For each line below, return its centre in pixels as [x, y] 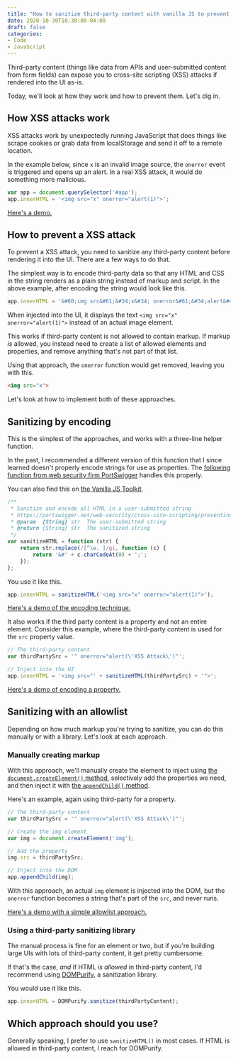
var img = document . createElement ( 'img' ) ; [71, 838]
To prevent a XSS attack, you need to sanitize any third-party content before [119, 252]
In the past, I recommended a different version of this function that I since [115, 460]
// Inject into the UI [41, 669]
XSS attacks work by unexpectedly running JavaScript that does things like [117, 135]
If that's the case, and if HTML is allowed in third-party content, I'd [105, 967]
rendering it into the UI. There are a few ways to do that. [89, 259]
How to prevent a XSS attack [72, 235]
